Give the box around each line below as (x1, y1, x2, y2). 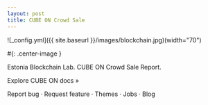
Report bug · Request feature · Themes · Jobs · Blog (7, 90, 156, 98)
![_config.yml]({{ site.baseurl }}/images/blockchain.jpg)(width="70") (7, 35, 202, 44)
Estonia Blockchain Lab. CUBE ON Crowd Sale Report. (7, 63, 162, 71)
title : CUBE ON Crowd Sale (7, 17, 85, 24)
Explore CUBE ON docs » (7, 76, 80, 84)
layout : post (7, 10, 45, 17)
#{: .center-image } (7, 49, 62, 58)
